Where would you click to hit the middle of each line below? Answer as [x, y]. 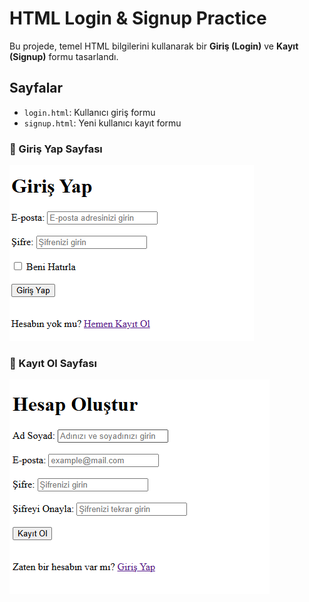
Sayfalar [36, 88]
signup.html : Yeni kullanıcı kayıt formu [102, 123]
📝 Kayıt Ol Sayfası [53, 363]
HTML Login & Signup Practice [138, 18]
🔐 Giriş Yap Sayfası [56, 149]
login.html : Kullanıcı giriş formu [89, 112]
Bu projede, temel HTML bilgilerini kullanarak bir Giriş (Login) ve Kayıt [154, 46]
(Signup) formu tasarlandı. [64, 56]
